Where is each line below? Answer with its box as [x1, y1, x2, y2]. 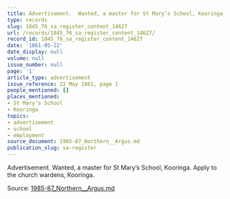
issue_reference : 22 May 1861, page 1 [7, 81, 118, 87]
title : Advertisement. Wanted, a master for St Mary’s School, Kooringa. [7, 10, 227, 17]
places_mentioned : [7, 94, 60, 101]
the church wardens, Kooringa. [7, 171, 95, 179]
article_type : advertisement [7, 74, 91, 81]
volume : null [7, 55, 45, 62]
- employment [7, 132, 45, 138]
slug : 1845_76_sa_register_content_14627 [7, 23, 128, 30]
